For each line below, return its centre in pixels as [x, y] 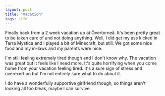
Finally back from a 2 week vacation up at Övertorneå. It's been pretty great [82, 33]
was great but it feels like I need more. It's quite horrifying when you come [81, 63]
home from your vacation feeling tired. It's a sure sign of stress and [74, 68]
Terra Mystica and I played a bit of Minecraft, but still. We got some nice [79, 43]
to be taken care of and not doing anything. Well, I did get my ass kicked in [81, 38]
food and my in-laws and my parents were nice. [54, 48]
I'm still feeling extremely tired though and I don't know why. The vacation [81, 58]
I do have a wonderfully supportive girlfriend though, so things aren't [76, 83]
